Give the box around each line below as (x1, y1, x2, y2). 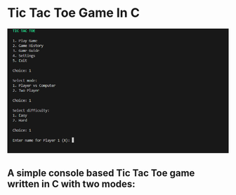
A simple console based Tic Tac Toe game (7, 167, 195, 179)
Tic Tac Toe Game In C (7, 5, 140, 21)
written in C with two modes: (7, 177, 136, 190)
